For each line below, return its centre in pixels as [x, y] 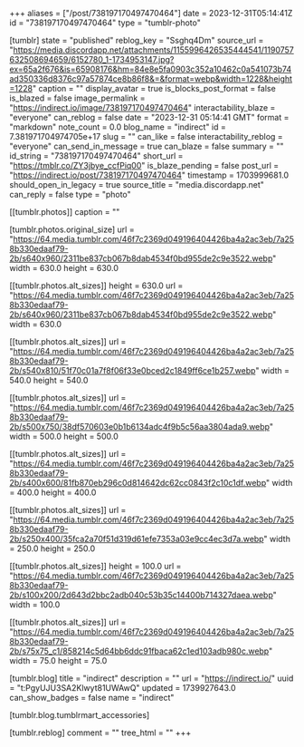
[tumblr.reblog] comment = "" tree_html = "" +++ [100, 732]
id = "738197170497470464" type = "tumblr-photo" [105, 23]
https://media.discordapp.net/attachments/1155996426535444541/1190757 [153, 50]
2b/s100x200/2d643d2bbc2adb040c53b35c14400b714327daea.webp [141, 595]
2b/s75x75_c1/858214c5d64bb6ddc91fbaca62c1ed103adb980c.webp [139, 651]
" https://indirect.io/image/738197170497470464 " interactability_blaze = [142, 107]
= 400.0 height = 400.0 [53, 492]
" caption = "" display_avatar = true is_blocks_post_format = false [154, 88]
